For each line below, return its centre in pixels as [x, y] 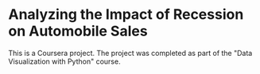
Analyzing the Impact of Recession [126, 15]
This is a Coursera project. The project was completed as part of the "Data [130, 53]
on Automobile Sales [78, 31]
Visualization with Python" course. [64, 61]
